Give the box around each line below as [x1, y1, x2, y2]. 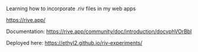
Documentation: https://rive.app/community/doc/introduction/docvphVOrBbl [6, 28, 192, 35]
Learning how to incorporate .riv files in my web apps [6, 5, 136, 12]
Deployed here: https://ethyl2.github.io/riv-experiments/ [6, 40, 143, 46]
